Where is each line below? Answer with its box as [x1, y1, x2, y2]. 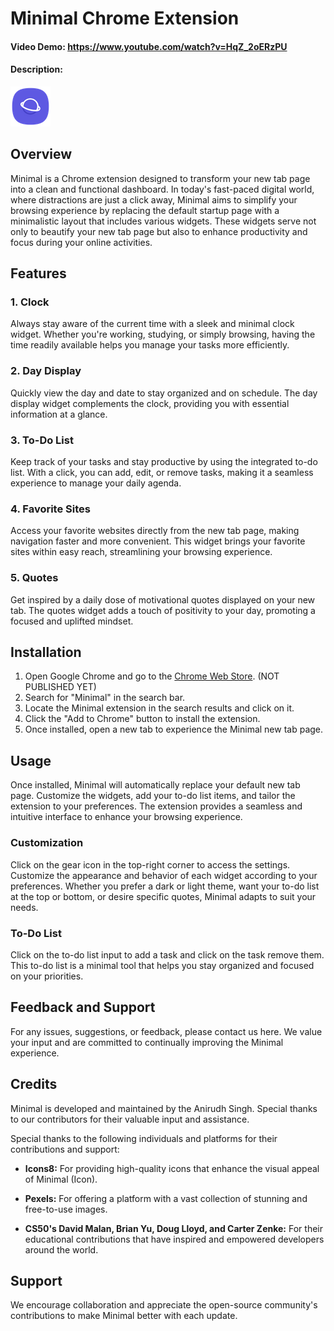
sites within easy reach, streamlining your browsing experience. [10, 546, 273, 558]
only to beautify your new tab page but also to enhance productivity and [10, 225, 308, 237]
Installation [10, 644, 82, 661]
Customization [10, 836, 84, 850]
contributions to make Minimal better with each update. [10, 1310, 238, 1322]
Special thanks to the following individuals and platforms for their [10, 1132, 278, 1144]
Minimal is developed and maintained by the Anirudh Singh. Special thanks [10, 1102, 318, 1114]
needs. [10, 901, 39, 913]
